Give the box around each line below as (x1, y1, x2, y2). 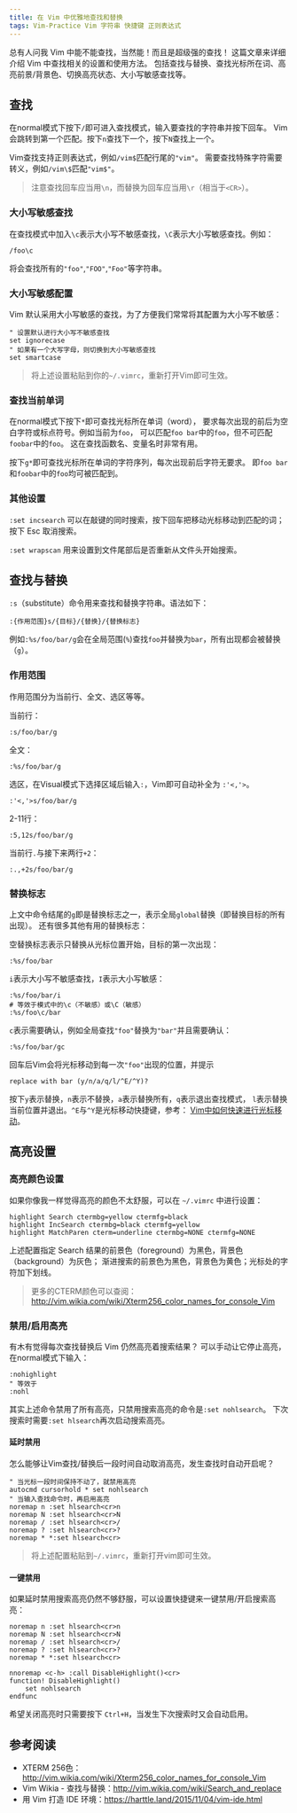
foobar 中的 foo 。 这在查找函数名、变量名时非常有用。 (9, 438, 203, 449)
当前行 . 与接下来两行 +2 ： (9, 848, 99, 858)
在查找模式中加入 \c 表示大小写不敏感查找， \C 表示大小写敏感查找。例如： (9, 228, 274, 239)
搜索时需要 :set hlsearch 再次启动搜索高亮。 (9, 1415, 170, 1426)
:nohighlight (9, 1370, 58, 1379)
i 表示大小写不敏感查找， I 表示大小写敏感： (9, 973, 166, 984)
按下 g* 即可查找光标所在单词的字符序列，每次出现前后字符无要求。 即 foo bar (9, 457, 288, 468)
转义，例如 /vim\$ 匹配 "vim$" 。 (9, 163, 120, 174)
